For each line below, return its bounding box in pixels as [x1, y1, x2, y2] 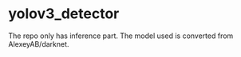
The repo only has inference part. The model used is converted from [8, 31, 234, 40]
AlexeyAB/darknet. [8, 39, 69, 48]
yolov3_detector [8, 5, 120, 23]
